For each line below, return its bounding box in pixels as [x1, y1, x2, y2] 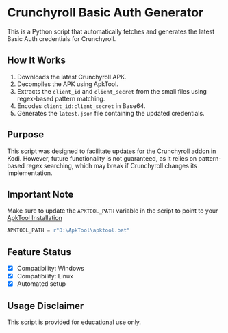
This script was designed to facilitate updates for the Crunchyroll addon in [7, 147, 216, 155]
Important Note [7, 188, 74, 200]
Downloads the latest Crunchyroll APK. [16, 72, 127, 81]
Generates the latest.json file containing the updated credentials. [16, 109, 205, 117]
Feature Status [7, 246, 72, 258]
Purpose [7, 129, 45, 141]
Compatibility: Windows [16, 265, 84, 273]
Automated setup [16, 280, 66, 288]
